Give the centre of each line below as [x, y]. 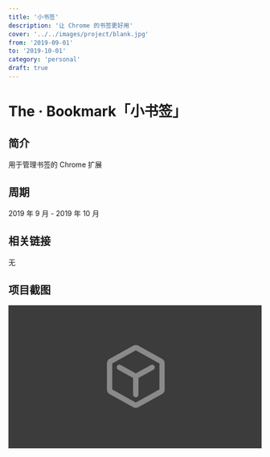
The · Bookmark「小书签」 [98, 112]
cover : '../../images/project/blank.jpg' [79, 34]
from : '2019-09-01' [41, 43]
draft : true [28, 69]
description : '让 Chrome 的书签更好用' [71, 25]
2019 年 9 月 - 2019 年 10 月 [54, 213]
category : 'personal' [45, 60]
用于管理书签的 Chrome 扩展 [55, 164]
